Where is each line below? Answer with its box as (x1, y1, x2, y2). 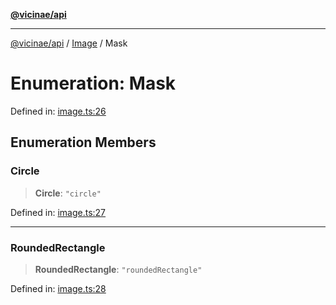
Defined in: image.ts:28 (10, 282, 107, 294)
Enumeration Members (10, 134, 157, 151)
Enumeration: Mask (10, 72, 177, 95)
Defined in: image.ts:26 (10, 105, 107, 117)
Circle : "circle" (34, 187, 102, 199)
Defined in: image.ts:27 (10, 206, 107, 218)
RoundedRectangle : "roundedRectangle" (34, 263, 203, 275)
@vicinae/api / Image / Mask (10, 37, 128, 49)
